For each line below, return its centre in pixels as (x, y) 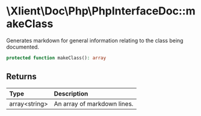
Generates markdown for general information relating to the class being (95, 40)
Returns (22, 77)
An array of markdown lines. (94, 103)
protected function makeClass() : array (56, 58)
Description (71, 93)
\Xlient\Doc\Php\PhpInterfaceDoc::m (101, 11)
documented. (23, 47)
